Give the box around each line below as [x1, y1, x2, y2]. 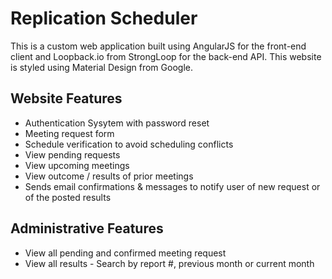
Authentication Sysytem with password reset [24, 117, 210, 129]
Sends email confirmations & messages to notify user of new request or [24, 180, 321, 192]
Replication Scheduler [10, 7, 198, 30]
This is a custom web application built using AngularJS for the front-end [10, 40, 307, 52]
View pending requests [24, 148, 121, 161]
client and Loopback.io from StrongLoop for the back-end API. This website [10, 50, 322, 62]
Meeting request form [24, 127, 115, 139]
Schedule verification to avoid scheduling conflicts [24, 138, 234, 150]
